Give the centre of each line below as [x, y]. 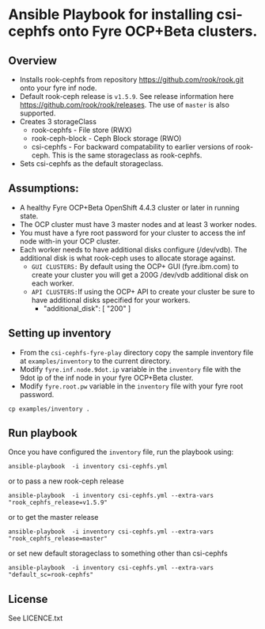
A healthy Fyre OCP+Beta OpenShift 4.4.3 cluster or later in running [129, 207]
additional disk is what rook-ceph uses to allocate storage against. [127, 258]
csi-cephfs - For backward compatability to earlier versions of [132, 147]
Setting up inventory [60, 333]
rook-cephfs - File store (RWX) [81, 130]
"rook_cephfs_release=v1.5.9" [58, 503]
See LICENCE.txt [36, 618]
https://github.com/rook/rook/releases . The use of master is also [124, 105]
